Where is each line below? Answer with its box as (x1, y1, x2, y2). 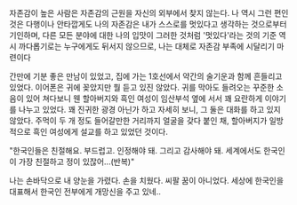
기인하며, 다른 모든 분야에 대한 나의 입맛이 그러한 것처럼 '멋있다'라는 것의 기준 (9, 30, 277, 40)
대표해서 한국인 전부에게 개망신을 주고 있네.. (9, 186, 162, 197)
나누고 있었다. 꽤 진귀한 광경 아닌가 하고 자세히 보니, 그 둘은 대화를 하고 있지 (18, 105, 282, 114)
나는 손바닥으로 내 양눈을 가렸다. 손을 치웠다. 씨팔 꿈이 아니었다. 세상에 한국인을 (9, 176, 285, 185)
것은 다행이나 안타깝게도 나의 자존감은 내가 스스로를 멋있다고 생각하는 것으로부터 (9, 19, 287, 29)
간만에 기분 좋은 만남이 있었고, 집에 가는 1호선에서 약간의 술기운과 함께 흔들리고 (9, 71, 283, 82)
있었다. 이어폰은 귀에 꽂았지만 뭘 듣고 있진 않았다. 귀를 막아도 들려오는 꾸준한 (9, 83, 275, 92)
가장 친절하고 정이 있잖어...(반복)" (18, 156, 135, 167)
